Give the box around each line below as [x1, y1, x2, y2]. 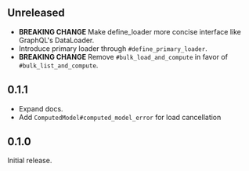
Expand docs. [18, 104, 63, 113]
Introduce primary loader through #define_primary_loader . [18, 43, 208, 53]
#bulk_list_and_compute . [18, 60, 99, 70]
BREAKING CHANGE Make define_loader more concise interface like [18, 27, 242, 36]
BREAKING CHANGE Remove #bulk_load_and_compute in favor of [18, 52, 229, 61]
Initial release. [7, 156, 52, 166]
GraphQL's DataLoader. [18, 35, 95, 45]
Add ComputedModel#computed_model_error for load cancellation [18, 112, 222, 122]
